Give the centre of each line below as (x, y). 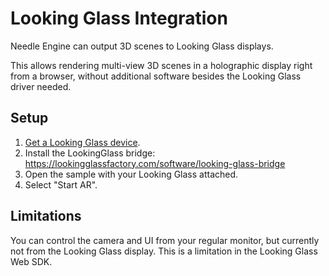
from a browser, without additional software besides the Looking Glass (156, 76)
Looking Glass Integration (119, 18)
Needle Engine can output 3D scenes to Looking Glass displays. (142, 46)
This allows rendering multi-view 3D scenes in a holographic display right (161, 65)
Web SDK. (31, 261)
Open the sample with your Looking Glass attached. (131, 174)
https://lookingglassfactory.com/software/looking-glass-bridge (155, 163)
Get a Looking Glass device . (82, 142)
